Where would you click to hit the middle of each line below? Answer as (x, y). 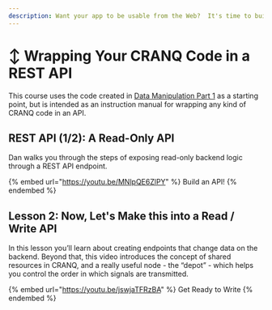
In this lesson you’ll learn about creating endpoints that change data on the (133, 248)
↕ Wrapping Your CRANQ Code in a (130, 55)
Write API (33, 229)
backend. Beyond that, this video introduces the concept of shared (120, 257)
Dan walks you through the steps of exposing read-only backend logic (125, 158)
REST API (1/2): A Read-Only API (91, 138)
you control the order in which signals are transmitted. (98, 274)
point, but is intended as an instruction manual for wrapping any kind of (127, 104)
